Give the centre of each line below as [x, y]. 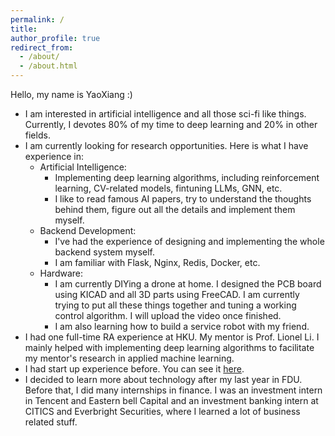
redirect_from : [42, 47]
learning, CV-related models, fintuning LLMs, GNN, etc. [168, 188]
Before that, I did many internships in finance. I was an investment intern [173, 390]
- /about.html [48, 66]
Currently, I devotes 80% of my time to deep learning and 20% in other [171, 124]
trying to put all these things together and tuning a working [175, 305]
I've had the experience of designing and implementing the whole [189, 241]
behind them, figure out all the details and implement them [175, 209]
